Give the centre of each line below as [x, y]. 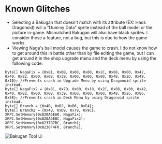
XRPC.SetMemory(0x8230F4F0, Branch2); [44, 127]
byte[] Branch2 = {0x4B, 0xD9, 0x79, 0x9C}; [51, 110]
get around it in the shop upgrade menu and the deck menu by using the [84, 58]
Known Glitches [37, 9]
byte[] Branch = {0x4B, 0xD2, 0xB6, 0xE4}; [50, 106]
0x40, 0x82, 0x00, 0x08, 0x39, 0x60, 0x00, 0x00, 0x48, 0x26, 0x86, [75, 93]
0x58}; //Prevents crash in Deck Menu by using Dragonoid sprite [72, 98]
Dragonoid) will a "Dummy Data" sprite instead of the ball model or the [82, 27]
